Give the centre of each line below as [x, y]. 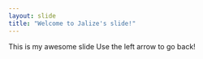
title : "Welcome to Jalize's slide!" [72, 23]
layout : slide [32, 16]
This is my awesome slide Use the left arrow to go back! [102, 46]
